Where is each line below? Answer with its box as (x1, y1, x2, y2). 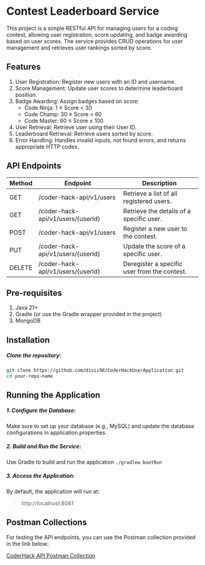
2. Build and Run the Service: (6, 443, 81, 450)
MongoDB (15, 317, 41, 325)
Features (6, 62, 41, 72)
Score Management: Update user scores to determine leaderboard (15, 84, 183, 92)
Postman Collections (6, 517, 87, 528)
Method (9, 179, 33, 187)
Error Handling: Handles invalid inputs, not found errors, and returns (15, 136, 186, 144)
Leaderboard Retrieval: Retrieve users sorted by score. (15, 130, 153, 137)
